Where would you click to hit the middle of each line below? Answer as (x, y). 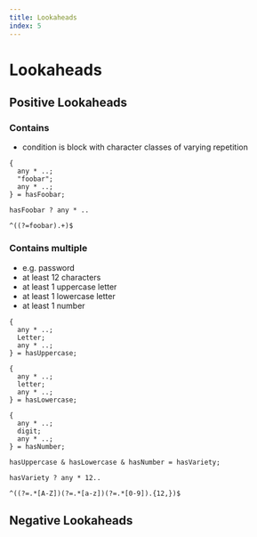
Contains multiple (48, 248)
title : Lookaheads (43, 17)
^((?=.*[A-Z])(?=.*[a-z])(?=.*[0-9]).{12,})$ (95, 493)
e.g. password (48, 267)
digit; (29, 431)
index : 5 (25, 26)
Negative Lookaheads (71, 521)
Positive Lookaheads (68, 103)
